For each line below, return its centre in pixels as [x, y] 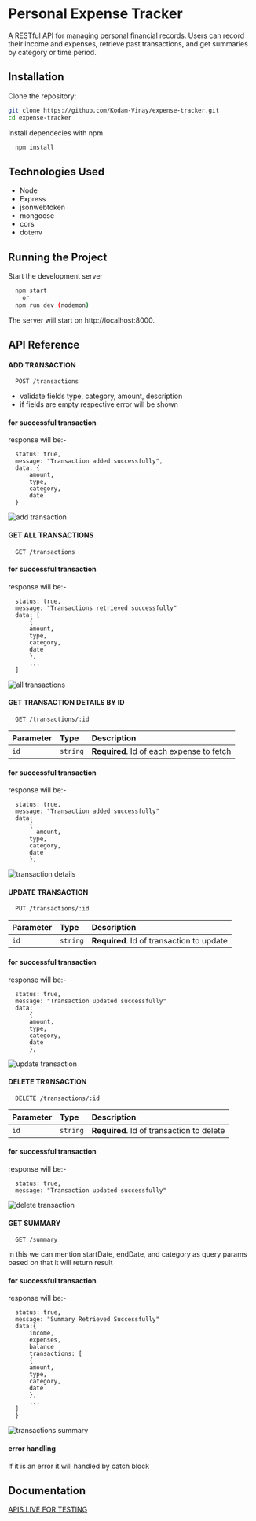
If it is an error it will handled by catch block [79, 1466]
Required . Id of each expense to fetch [161, 751]
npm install [35, 147]
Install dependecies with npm [56, 133]
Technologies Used [56, 171]
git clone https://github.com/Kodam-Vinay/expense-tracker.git [114, 110]
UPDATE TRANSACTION [48, 892]
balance [42, 1347]
